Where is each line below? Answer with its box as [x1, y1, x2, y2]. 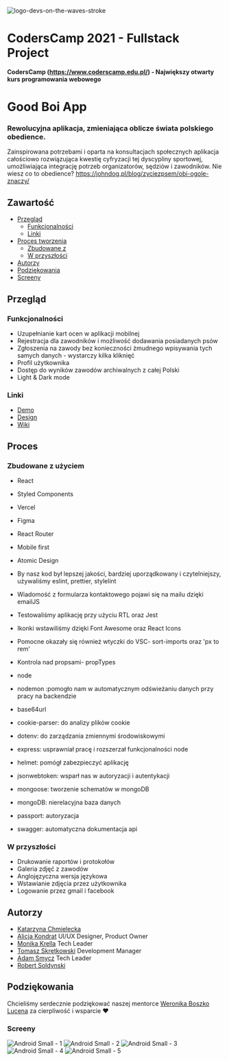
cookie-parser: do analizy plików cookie [16, 718, 130, 727]
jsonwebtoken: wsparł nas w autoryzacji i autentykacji [16, 771, 170, 780]
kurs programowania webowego [7, 75, 101, 83]
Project [7, 45, 49, 61]
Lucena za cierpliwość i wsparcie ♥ [7, 1006, 109, 1015]
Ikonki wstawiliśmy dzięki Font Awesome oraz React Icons [16, 624, 182, 632]
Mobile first [16, 543, 50, 551]
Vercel [16, 503, 36, 511]
